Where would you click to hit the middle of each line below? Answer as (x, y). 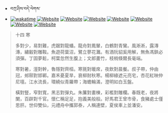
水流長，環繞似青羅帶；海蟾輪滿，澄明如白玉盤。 (85, 82)
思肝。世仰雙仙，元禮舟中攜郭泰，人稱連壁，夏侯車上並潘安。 (80, 105)
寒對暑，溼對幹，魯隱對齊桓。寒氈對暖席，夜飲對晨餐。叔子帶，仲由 (87, 69)
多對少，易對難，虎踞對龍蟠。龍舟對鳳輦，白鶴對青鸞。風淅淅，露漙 (87, 46)
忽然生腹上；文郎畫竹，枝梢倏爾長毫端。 (103, 58)
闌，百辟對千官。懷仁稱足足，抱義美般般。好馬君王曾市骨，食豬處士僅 (89, 99)
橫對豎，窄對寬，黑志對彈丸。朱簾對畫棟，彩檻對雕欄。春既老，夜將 (87, 92)
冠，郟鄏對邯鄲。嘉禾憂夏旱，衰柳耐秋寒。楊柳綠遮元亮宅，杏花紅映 (87, 75)
